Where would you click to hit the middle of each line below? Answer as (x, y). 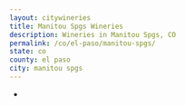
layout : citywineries (50, 18)
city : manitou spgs (46, 69)
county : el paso (40, 60)
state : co (28, 52)
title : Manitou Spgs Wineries (67, 26)
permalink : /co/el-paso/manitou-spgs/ (83, 43)
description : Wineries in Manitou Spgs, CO (93, 34)
